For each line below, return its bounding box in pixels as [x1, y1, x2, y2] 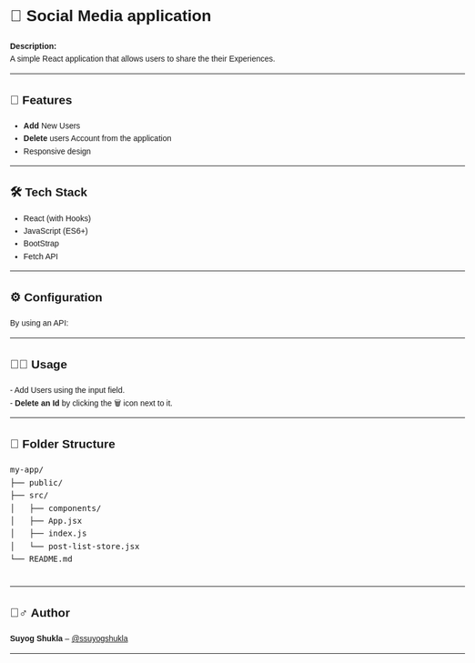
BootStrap [23, 238, 60, 249]
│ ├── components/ [10, 503, 102, 513]
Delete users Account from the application [23, 134, 172, 144]
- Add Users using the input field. [10, 385, 126, 396]
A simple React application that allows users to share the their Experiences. [10, 54, 276, 65]
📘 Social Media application [10, 6, 212, 25]
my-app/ [10, 465, 45, 475]
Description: [10, 41, 57, 51]
